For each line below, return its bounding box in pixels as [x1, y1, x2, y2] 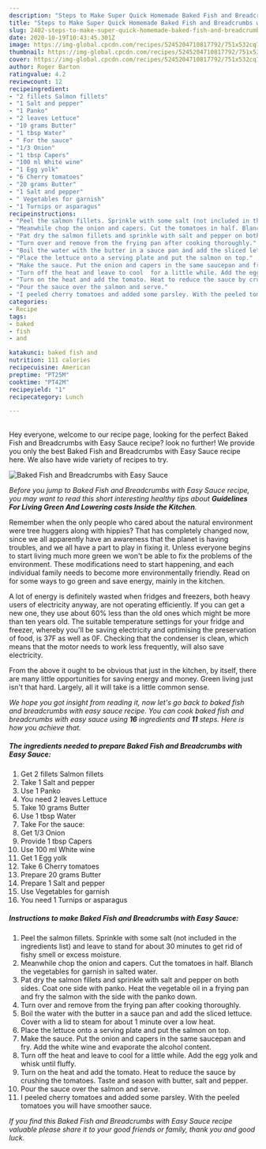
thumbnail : [9, 48, 45, 56]
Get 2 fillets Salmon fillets [20, 769, 104, 779]
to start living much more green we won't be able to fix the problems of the [9, 551, 253, 561]
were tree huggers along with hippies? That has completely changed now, [9, 526, 249, 535]
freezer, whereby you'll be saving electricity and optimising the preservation [9, 625, 257, 635]
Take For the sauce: [20, 820, 85, 829]
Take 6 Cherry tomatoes [20, 862, 99, 871]
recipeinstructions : [9, 210, 77, 218]
